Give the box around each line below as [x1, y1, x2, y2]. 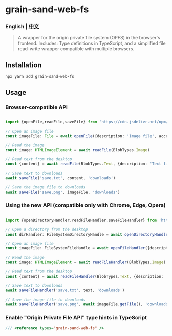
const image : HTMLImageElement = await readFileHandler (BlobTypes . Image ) [5, 260, 166, 265]
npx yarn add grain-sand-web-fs [5, 74, 74, 79]
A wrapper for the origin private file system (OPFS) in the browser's [17, 35, 160, 41]
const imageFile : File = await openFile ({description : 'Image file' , [5, 133, 157, 139]
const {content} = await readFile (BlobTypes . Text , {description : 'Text [5, 161, 161, 167]
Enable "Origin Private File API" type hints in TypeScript [5, 314, 147, 321]
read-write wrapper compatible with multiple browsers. [17, 46, 135, 52]
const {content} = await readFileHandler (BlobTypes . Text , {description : [5, 274, 164, 279]
